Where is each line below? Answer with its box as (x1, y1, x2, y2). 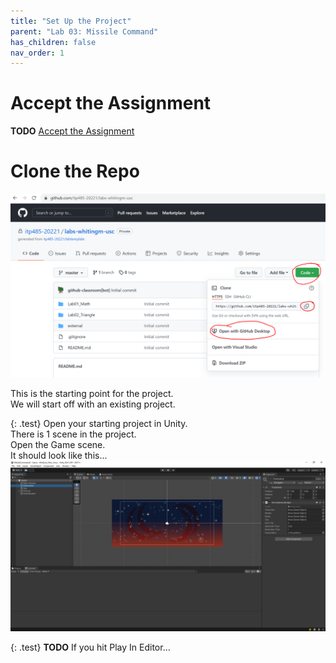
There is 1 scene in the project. (10, 428, 137, 440)
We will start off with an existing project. (10, 398, 176, 410)
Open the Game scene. (10, 439, 106, 451)
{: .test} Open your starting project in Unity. (10, 418, 188, 430)
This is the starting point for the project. (10, 388, 174, 400)
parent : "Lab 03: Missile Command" (10, 26, 159, 37)
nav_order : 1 (10, 48, 65, 58)
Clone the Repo (10, 160, 140, 183)
